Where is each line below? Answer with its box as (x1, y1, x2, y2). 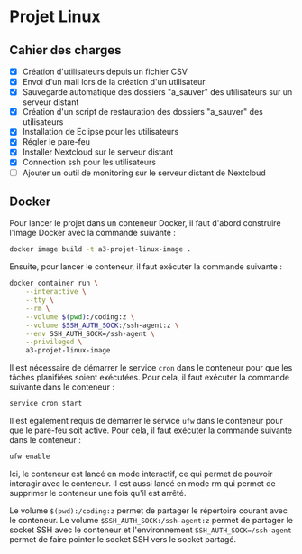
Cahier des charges (9, 42, 122, 58)
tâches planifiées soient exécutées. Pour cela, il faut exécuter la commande (9, 372, 290, 383)
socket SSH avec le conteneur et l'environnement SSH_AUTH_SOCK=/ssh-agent (9, 524, 292, 535)
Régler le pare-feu (22, 136, 91, 147)
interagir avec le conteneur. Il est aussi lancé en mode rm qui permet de (9, 477, 277, 489)
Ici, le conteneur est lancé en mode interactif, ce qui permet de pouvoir (9, 468, 273, 479)
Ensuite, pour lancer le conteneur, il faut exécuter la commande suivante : (9, 261, 282, 272)
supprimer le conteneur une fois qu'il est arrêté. (9, 487, 187, 498)
